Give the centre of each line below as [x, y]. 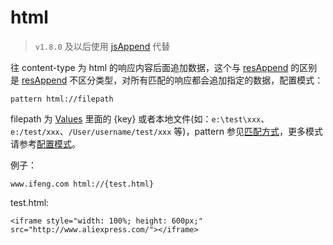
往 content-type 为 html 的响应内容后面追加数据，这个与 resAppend [149, 67]
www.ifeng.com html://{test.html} [82, 184]
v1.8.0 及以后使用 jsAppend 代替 [102, 46]
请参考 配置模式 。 [45, 143]
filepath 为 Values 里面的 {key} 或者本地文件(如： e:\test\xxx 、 [140, 118]
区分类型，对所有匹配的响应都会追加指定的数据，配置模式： [201, 80]
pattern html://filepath [62, 99]
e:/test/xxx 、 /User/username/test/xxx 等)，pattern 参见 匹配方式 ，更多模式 [166, 131]
